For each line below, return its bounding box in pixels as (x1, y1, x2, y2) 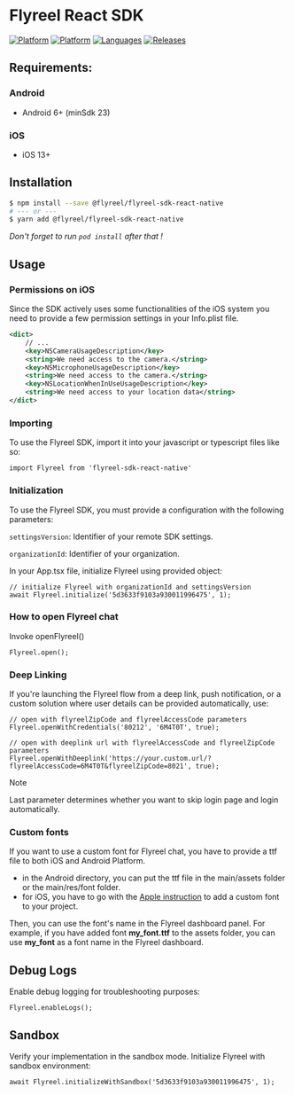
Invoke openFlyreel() (9, 630, 85, 641)
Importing (9, 417, 53, 429)
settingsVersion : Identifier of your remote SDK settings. (9, 531, 214, 542)
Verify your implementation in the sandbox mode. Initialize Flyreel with (9, 1052, 266, 1062)
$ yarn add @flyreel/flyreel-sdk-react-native (9, 215, 184, 224)
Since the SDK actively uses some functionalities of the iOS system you (9, 303, 270, 315)
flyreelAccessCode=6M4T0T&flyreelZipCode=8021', (9, 762, 192, 771)
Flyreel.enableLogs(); (9, 1004, 93, 1013)
